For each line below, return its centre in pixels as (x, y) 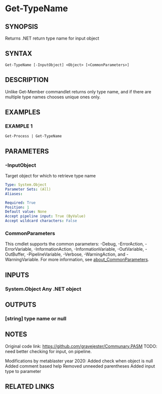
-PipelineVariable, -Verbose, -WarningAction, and (76, 254)
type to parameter (23, 371)
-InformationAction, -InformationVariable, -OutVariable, (89, 249)
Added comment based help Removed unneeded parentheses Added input (80, 366)
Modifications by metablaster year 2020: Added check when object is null (79, 361)
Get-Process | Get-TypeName (34, 136)
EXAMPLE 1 (19, 126)
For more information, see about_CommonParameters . (95, 260)
